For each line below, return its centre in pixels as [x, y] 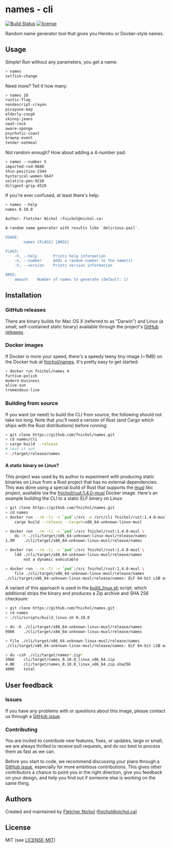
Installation [23, 295]
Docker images [24, 345]
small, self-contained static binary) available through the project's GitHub [82, 326]
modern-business [22, 381]
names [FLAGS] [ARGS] [47, 242]
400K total [20, 669]
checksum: [17, 599]
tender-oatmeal [21, 143]
